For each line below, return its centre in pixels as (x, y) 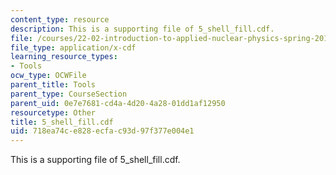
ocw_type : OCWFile (48, 76)
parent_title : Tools (53, 85)
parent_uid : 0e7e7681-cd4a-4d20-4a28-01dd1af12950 (118, 103)
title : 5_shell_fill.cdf (62, 122)
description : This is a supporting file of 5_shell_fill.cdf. (142, 29)
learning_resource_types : (64, 57)
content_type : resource (60, 19)
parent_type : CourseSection (69, 94)
